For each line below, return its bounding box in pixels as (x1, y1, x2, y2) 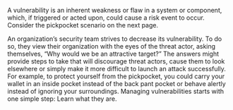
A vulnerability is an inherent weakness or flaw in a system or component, (7, 6, 222, 14)
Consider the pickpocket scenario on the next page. (7, 21, 159, 29)
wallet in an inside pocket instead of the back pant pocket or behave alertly (7, 80, 226, 87)
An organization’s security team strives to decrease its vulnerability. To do (7, 35, 222, 43)
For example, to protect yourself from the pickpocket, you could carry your (7, 72, 225, 80)
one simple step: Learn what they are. (7, 94, 117, 103)
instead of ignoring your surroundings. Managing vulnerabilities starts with (7, 87, 225, 95)
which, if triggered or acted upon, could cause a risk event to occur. (7, 13, 205, 22)
